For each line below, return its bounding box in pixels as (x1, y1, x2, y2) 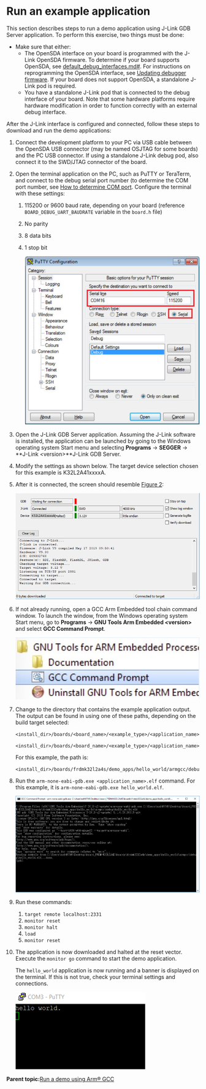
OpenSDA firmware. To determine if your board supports (36, 56, 180, 63)
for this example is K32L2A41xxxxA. (15, 469, 106, 476)
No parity (24, 220, 48, 227)
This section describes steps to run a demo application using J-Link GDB (6, 25, 191, 32)
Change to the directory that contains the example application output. (15, 706, 191, 713)
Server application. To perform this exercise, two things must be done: (6, 31, 185, 38)
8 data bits (24, 232, 51, 239)
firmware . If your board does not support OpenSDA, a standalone (24, 76, 189, 83)
